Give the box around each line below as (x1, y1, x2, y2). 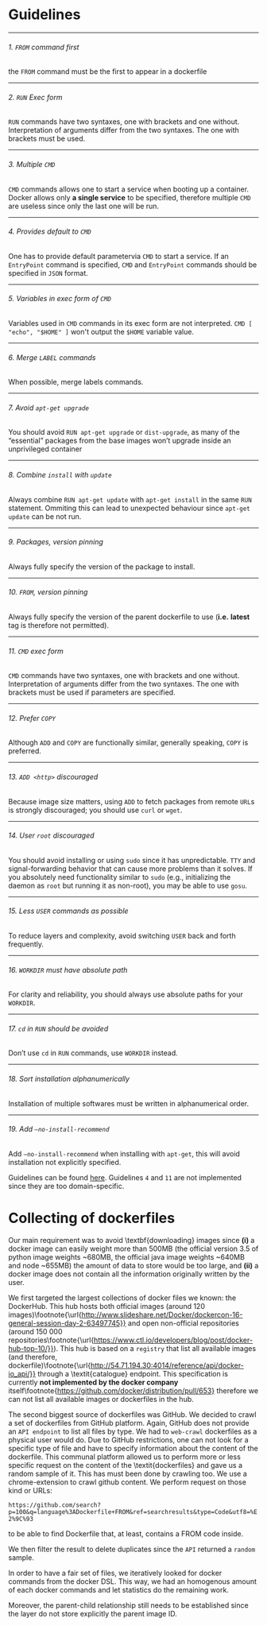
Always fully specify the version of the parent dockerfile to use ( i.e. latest (8, 612, 250, 621)
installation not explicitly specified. (8, 1157, 122, 1167)
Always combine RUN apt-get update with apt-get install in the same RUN (8, 494, 252, 504)
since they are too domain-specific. (8, 1181, 125, 1190)
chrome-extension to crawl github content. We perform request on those (8, 1477, 246, 1487)
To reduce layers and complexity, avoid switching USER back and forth (8, 931, 236, 940)
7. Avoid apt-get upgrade (8, 403, 90, 412)
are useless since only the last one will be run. (8, 201, 160, 211)
